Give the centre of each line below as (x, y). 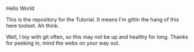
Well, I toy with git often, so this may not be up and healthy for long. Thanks (97, 37)
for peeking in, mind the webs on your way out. (63, 43)
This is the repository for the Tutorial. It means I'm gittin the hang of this (93, 19)
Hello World (20, 8)
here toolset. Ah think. (33, 26)
